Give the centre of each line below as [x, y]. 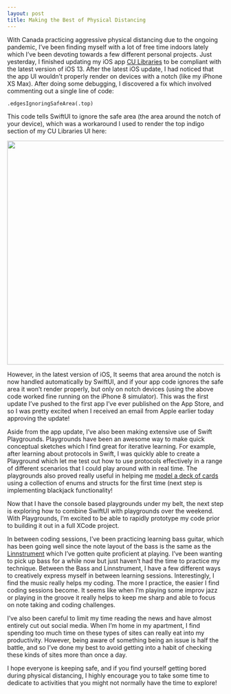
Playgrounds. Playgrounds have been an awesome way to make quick [106, 439]
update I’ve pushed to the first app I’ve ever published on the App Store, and [115, 403]
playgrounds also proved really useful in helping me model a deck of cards [113, 476]
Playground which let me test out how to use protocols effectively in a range [115, 461]
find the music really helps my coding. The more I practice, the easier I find [113, 582]
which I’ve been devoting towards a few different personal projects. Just [110, 54]
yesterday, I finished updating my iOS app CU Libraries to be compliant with [114, 61]
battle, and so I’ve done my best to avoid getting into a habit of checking [109, 647]
